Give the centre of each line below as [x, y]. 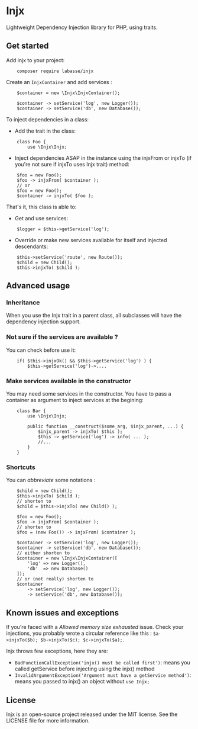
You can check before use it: [41, 350]
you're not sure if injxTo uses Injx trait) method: [72, 164]
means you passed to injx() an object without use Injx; [82, 682]
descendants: [31, 246]
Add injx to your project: [35, 60]
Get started [27, 46]
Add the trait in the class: [45, 131]
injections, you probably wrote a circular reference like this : [79, 633]
